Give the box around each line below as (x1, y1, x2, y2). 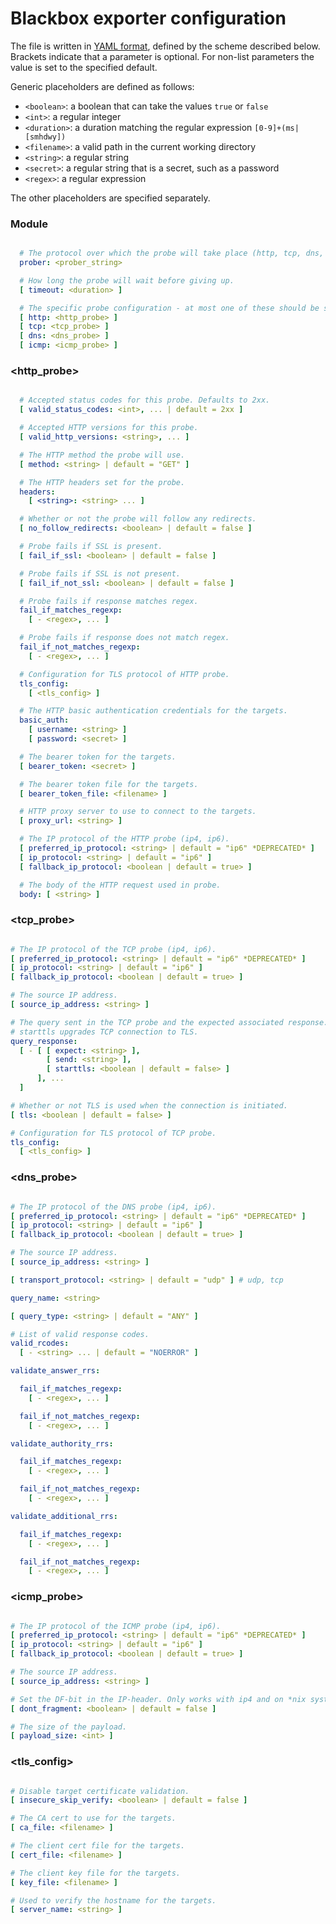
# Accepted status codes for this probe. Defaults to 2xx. (19, 395, 271, 406)
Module (10, 217, 48, 231)
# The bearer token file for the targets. (19, 779, 199, 789)
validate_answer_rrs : (10, 1366, 101, 1376)
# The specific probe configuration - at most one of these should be (19, 303, 320, 313)
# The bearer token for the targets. (19, 752, 177, 762)
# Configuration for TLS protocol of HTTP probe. (19, 669, 230, 679)
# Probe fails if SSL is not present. (19, 568, 182, 579)
